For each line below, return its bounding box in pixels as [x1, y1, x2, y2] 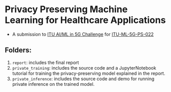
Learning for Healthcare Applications [5, 14, 166, 26]
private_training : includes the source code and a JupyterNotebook [12, 65, 157, 71]
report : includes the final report [12, 59, 79, 66]
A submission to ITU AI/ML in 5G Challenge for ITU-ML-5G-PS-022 [12, 31, 154, 37]
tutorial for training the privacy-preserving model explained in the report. [12, 70, 165, 76]
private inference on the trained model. [12, 81, 95, 87]
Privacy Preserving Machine [5, 4, 128, 15]
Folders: [5, 46, 32, 54]
